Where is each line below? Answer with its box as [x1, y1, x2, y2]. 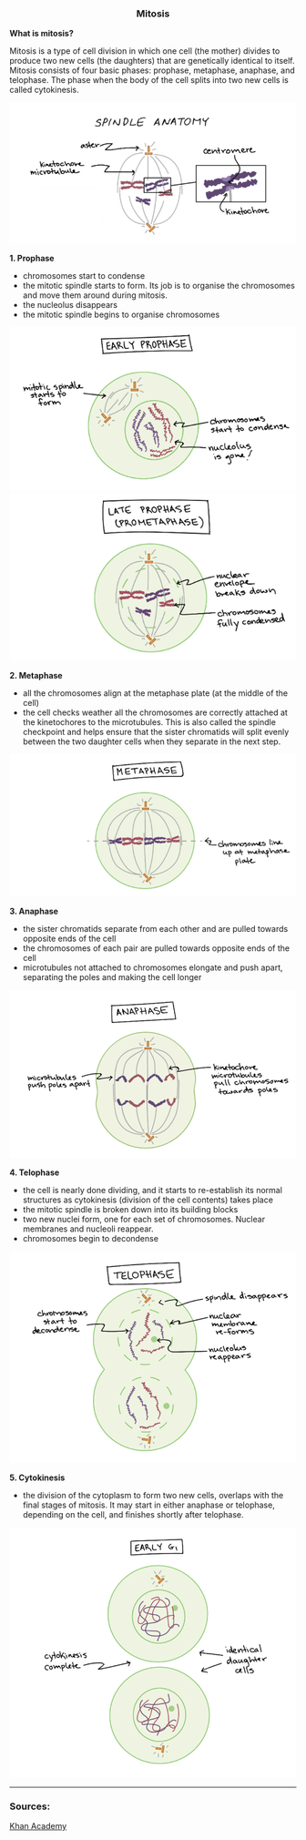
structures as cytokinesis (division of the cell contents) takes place [22, 1194, 273, 1205]
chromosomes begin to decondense [22, 1233, 159, 1244]
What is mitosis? [9, 28, 75, 39]
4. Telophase [9, 1167, 60, 1178]
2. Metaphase [9, 670, 63, 681]
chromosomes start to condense [22, 271, 146, 281]
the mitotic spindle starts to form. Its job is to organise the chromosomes [22, 281, 296, 291]
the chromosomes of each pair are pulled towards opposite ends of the [22, 942, 290, 954]
